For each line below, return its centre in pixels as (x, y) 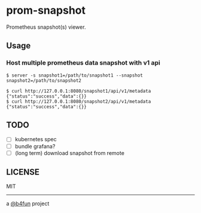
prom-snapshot (46, 10)
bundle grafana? (35, 146)
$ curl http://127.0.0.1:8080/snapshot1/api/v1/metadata (79, 91)
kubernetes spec (36, 139)
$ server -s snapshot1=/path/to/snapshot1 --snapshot (75, 75)
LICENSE (23, 172)
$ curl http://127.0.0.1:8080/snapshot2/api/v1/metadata (79, 101)
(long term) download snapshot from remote (69, 153)
